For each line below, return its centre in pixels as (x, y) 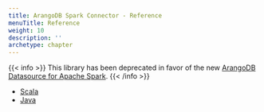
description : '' (35, 38)
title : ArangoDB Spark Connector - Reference (85, 15)
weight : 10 (26, 30)
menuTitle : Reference (44, 23)
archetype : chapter (41, 45)
